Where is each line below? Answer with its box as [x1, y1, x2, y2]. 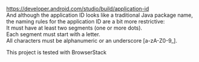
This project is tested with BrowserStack [6, 49, 107, 56]
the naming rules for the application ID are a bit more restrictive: [6, 18, 165, 25]
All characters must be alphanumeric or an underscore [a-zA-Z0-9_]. [6, 37, 178, 44]
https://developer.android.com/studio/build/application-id [6, 5, 150, 12]
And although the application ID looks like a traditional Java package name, [6, 11, 193, 19]
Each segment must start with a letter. [6, 31, 101, 38]
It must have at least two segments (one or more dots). [6, 24, 143, 31]
